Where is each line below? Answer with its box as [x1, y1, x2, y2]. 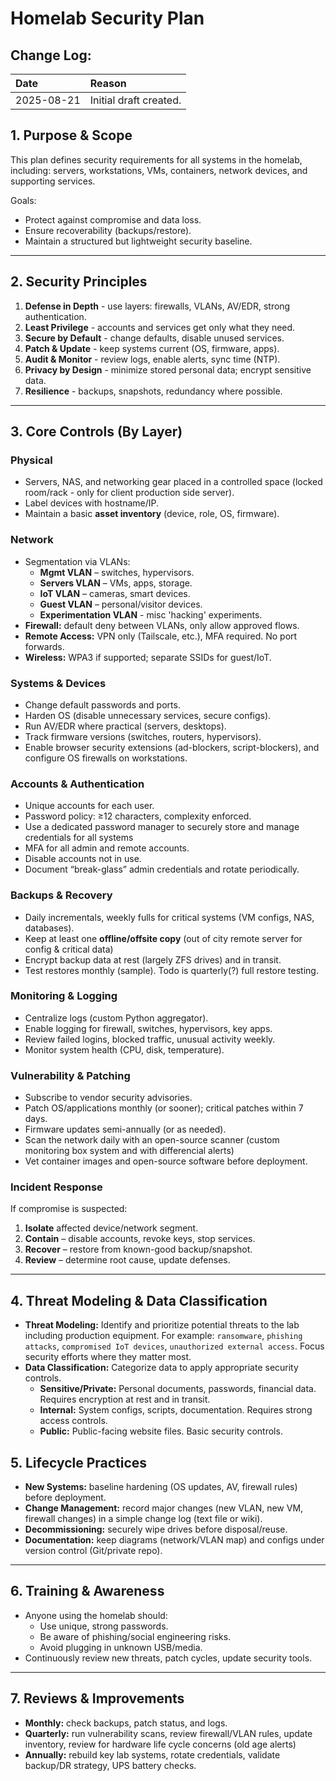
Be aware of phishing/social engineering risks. [39, 1630, 232, 1642]
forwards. [24, 640, 65, 652]
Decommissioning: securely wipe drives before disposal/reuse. [24, 1523, 288, 1536]
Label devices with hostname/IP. [24, 497, 159, 509]
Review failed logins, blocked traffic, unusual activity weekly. [24, 1033, 276, 1045]
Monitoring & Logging [10, 989, 118, 1003]
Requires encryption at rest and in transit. [39, 1393, 211, 1406]
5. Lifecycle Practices [10, 1454, 148, 1471]
